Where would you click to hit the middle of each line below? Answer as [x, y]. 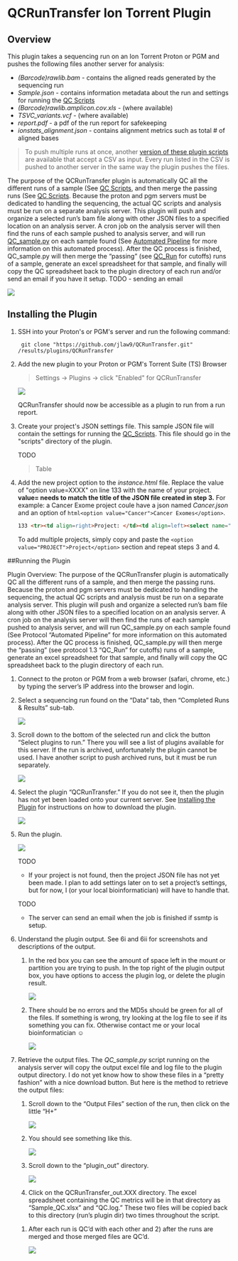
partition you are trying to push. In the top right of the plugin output [126, 968]
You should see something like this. [80, 1138]
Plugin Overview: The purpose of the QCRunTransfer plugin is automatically [118, 574]
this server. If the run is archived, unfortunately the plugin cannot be [117, 749]
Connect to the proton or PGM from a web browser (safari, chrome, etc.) [124, 678]
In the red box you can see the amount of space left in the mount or [127, 960]
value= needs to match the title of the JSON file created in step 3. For [121, 497]
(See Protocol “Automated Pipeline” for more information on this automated [117, 634]
